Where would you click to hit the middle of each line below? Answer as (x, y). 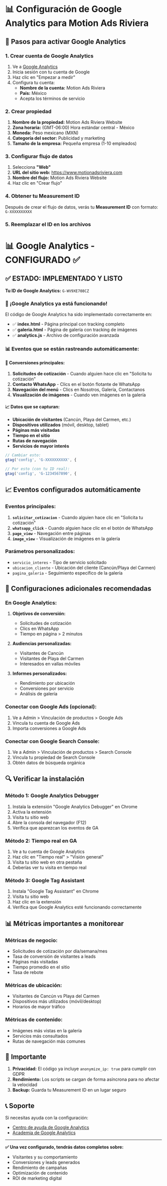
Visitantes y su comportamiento (45, 1157)
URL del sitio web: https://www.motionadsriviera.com (67, 173)
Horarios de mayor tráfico (39, 1007)
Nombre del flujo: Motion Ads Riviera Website (59, 178)
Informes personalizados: (40, 673)
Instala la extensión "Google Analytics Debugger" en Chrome (75, 807)
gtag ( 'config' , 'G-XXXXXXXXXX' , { (41, 460)
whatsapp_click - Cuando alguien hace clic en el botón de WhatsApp (83, 528)
